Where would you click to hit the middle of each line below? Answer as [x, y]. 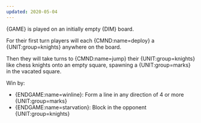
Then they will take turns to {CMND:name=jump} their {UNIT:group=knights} [101, 58]
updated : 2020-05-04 [32, 12]
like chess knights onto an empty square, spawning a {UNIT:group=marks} [98, 65]
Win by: [16, 83]
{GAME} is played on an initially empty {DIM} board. [70, 29]
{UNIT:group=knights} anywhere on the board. [64, 47]
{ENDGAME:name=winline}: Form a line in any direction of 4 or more [99, 94]
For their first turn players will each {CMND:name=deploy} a [80, 40]
